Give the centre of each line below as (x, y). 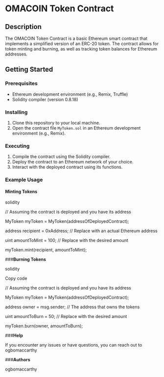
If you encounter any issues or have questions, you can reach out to (74, 345)
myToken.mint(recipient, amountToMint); (46, 250)
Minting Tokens (21, 191)
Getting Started (29, 69)
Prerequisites (21, 83)
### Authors (18, 360)
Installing (16, 112)
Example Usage (24, 180)
